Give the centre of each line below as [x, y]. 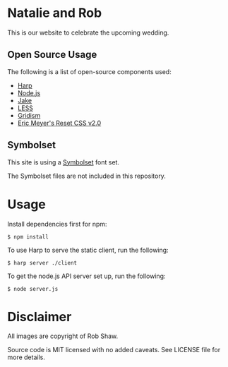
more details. [26, 357]
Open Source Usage [52, 55]
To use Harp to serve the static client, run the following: [88, 250]
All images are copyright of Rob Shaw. [63, 336]
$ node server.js [33, 289]
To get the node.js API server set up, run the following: [86, 276]
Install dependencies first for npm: [57, 224]
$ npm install [28, 237]
